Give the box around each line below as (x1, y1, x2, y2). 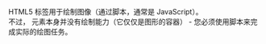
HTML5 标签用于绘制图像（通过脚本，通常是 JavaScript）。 (8, 7, 203, 16)
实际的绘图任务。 (15, 27, 73, 36)
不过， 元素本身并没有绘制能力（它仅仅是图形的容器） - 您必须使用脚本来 (8, 17, 251, 26)
